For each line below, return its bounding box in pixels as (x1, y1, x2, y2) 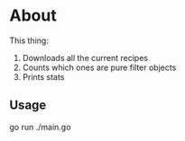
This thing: (9, 35, 50, 46)
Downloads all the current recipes (22, 52, 149, 63)
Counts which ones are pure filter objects (22, 62, 177, 73)
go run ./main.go (9, 121, 71, 132)
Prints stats (22, 71, 65, 82)
